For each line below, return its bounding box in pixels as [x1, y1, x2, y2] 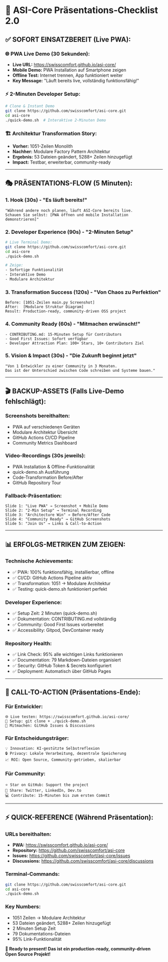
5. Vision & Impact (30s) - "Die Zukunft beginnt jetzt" [5, 352, 137, 359]
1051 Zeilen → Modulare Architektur [12, 914, 86, 920]
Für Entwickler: [5, 703, 43, 710]
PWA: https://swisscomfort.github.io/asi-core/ [12, 842, 108, 848]
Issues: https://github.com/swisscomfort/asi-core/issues [12, 853, 130, 859]
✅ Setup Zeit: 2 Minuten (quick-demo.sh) [12, 610, 97, 616]
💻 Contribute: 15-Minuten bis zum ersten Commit [5, 793, 110, 798]
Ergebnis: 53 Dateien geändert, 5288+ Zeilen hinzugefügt [12, 154, 132, 160]
